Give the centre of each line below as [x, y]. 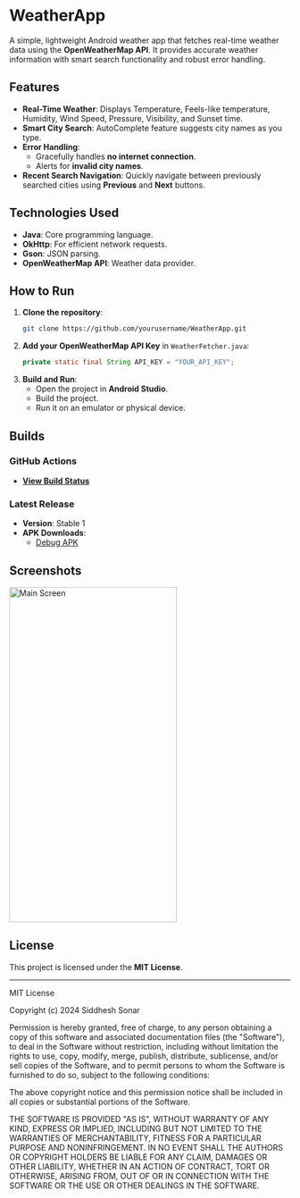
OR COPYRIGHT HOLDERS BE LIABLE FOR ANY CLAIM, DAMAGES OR [138, 1157]
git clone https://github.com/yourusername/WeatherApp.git [134, 329]
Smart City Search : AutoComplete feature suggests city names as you [152, 128]
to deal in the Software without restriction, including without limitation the [144, 1046]
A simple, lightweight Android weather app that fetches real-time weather [144, 40]
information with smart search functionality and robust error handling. [137, 59]
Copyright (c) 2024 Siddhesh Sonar [75, 1010]
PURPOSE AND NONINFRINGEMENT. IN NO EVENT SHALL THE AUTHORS [146, 1147]
